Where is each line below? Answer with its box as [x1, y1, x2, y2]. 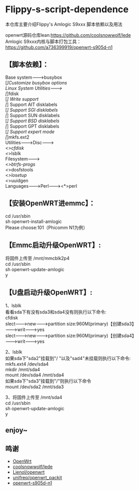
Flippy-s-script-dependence [5, 4, 129, 15]
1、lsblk [5, 303, 22, 309]
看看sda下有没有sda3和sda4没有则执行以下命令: [5, 309, 107, 315]
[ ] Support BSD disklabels [5, 118, 60, 124]
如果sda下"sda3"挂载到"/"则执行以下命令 [5, 378, 92, 384]
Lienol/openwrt [12, 469, 45, 475]
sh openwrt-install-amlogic [5, 218, 62, 225]
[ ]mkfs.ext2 [5, 134, 30, 140]
